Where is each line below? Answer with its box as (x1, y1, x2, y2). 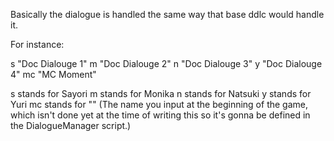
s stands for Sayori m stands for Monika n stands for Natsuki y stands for (10, 88, 312, 99)
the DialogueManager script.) (10, 120, 132, 131)
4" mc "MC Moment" (10, 69, 97, 80)
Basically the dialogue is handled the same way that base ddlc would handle (10, 9, 325, 20)
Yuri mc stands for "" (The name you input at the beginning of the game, (10, 99, 308, 110)
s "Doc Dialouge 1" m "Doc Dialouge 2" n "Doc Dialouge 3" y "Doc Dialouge (10, 58, 323, 69)
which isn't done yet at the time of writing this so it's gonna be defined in (10, 109, 311, 121)
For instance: (10, 39, 65, 50)
